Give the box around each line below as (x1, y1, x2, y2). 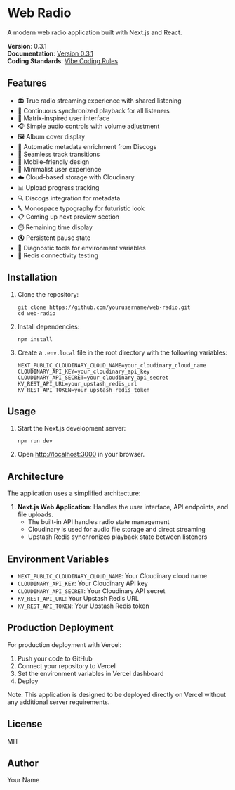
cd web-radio (17, 310, 56, 317)
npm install (17, 336, 53, 343)
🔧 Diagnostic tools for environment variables (17, 243, 146, 252)
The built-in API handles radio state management (27, 518, 170, 526)
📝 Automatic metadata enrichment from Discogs (17, 142, 157, 151)
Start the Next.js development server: (17, 424, 126, 433)
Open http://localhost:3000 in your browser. (17, 450, 145, 459)
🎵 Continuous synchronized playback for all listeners (17, 106, 170, 115)
